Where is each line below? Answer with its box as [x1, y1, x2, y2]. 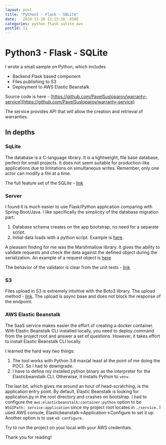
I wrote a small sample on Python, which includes [5, 64, 106, 70]
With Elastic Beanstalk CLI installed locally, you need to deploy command [5, 328, 155, 334]
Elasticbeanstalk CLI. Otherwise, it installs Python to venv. [12, 373, 131, 379]
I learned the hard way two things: [5, 348, 75, 354]
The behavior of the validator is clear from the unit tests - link [5, 264, 130, 270]
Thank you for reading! [5, 434, 52, 440]
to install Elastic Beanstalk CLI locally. [5, 338, 82, 344]
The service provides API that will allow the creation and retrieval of [5, 109, 143, 114]
